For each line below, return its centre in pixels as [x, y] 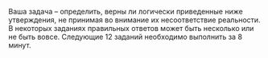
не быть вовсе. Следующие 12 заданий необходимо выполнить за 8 [126, 37]
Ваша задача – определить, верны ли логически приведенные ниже [126, 12]
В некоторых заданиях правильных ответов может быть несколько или [131, 28]
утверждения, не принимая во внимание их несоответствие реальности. [134, 20]
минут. [20, 45]
